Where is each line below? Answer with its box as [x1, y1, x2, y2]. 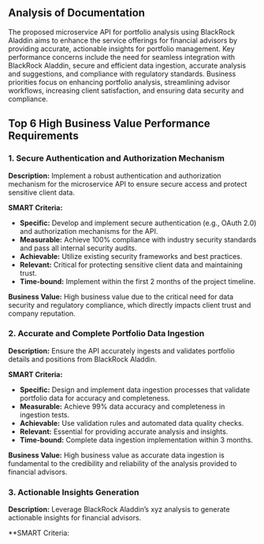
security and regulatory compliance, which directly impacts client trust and [8, 300, 251, 309]
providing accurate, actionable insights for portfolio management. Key [8, 43, 235, 54]
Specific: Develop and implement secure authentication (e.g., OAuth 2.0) [19, 218, 257, 228]
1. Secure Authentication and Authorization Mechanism [8, 153, 225, 164]
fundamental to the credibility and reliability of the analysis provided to [8, 458, 237, 468]
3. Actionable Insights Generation [8, 487, 139, 498]
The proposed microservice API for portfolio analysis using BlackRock [8, 27, 235, 36]
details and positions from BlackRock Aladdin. [8, 354, 158, 364]
